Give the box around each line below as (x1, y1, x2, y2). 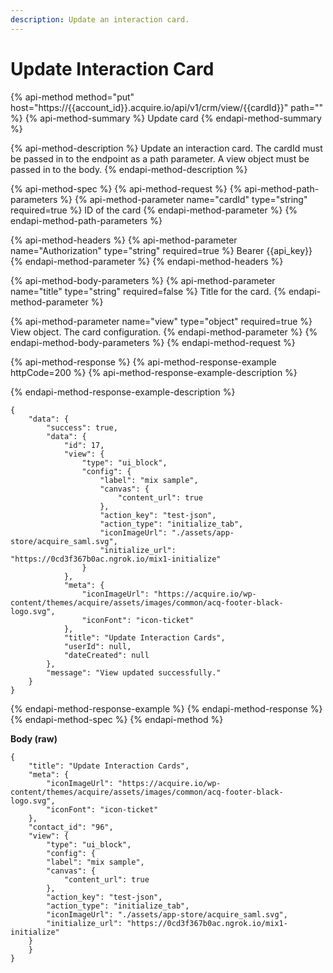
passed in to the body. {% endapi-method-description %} (10, 163, 248, 175)
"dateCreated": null (63, 650, 150, 660)
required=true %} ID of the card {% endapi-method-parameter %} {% (10, 204, 298, 216)
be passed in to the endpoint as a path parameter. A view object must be (10, 152, 310, 165)
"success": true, (46, 422, 118, 433)
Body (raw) (10, 732, 58, 745)
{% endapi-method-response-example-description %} (10, 386, 236, 398)
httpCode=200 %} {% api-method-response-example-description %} (10, 366, 298, 378)
